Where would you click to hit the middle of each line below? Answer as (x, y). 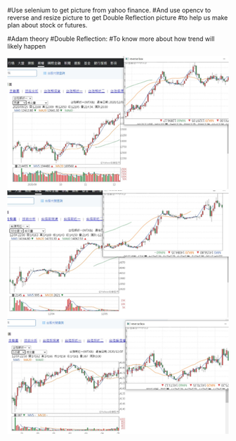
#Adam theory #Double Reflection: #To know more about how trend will (111, 39)
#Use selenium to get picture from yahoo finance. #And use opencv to (109, 10)
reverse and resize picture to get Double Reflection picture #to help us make (118, 18)
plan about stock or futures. (47, 25)
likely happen (27, 46)
